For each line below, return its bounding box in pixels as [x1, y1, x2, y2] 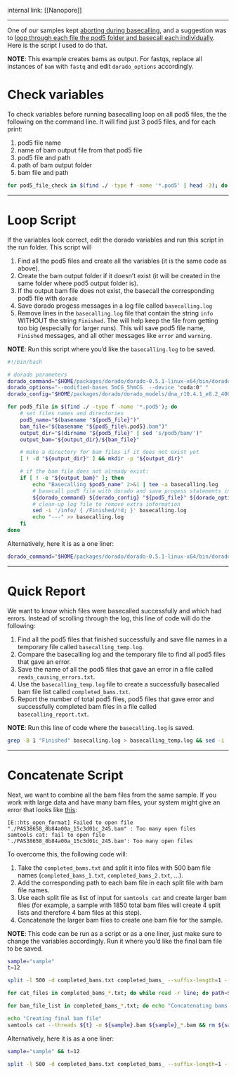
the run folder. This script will [7, 242, 92, 252]
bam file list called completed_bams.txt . [17, 687, 131, 696]
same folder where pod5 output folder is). [17, 279, 138, 287]
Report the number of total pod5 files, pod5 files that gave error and [17, 695, 214, 703]
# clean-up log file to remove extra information [32, 500, 181, 508]
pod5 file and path [17, 153, 71, 162]
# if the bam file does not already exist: [20, 468, 150, 475]
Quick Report [7, 583, 86, 599]
